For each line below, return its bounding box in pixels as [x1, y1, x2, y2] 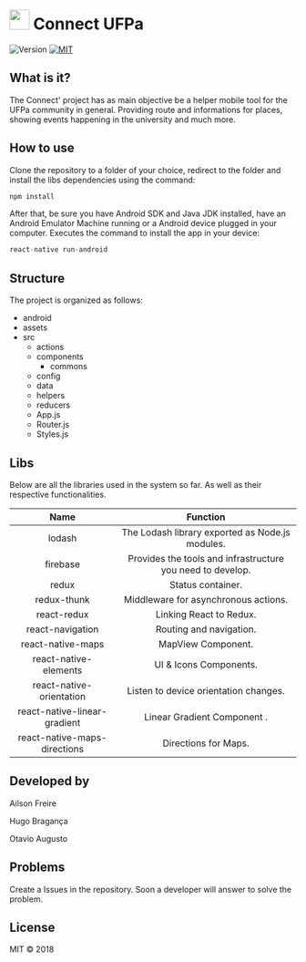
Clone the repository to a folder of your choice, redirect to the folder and [9, 164, 281, 175]
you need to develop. [160, 564, 251, 576]
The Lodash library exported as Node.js [121, 525, 291, 538]
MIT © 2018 [9, 944, 55, 955]
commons [49, 361, 88, 372]
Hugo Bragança [9, 815, 68, 826]
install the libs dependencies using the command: [9, 174, 196, 185]
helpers [36, 390, 66, 401]
